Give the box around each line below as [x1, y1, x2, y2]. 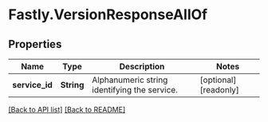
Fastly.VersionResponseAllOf [8, 6, 208, 24]
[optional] [199, 74, 237, 85]
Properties [8, 37, 62, 51]
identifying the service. [91, 85, 178, 95]
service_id [12, 80, 53, 90]
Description [119, 61, 165, 72]
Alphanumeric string [91, 74, 168, 85]
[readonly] [199, 85, 239, 95]
